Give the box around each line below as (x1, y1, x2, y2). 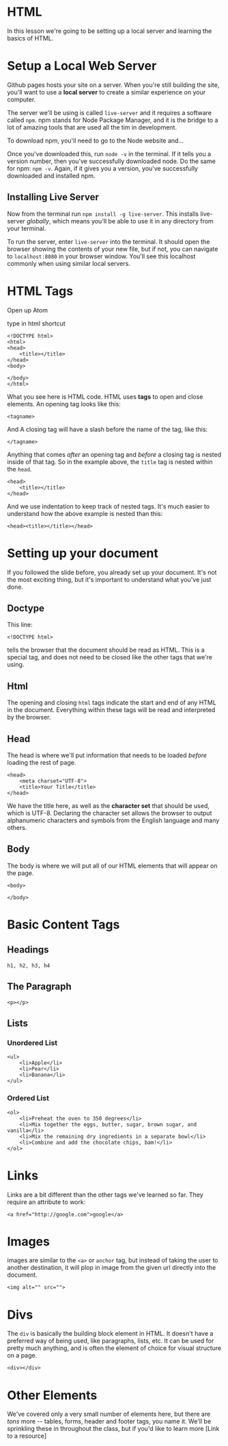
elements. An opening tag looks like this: (7, 400, 121, 408)
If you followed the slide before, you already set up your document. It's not (7, 568, 217, 576)
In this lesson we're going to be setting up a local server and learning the (7, 27, 212, 35)
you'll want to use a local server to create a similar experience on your (7, 88, 206, 96)
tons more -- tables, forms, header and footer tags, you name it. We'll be (7, 1417, 212, 1425)
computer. (7, 95, 36, 103)
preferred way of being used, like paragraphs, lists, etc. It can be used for (7, 1337, 214, 1345)
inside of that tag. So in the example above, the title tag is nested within (7, 457, 213, 466)
